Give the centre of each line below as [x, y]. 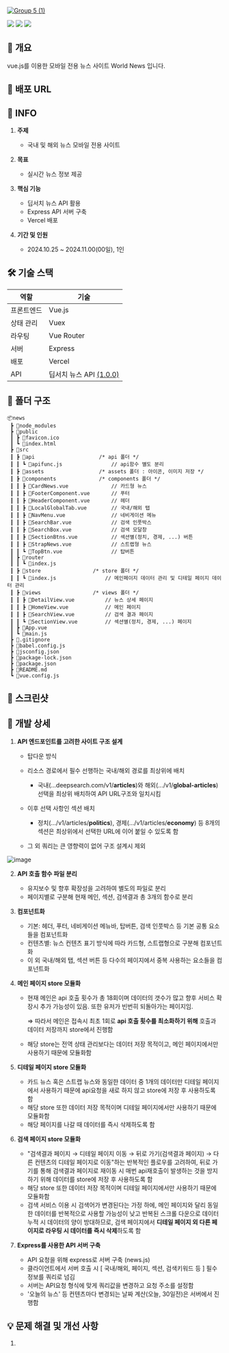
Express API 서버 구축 [57, 212]
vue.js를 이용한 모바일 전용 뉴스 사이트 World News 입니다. [86, 66]
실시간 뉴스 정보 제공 [55, 174]
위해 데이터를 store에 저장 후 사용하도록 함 [96, 1179]
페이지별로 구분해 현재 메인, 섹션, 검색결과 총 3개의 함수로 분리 [110, 896]
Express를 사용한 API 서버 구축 [59, 1245]
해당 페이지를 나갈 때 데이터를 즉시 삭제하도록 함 [91, 1124]
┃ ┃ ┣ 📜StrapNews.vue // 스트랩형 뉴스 [81, 544]
